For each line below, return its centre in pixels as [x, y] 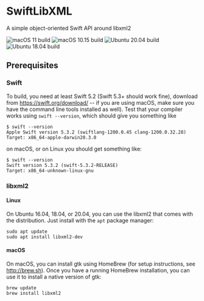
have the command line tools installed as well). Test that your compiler [94, 109]
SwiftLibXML [39, 11]
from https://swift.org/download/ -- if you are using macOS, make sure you [100, 102]
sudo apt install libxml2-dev [45, 237]
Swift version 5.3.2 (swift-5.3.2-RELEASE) [62, 165]
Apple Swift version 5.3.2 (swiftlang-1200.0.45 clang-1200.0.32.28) [97, 132]
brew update [21, 288]
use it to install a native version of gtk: [54, 277]
